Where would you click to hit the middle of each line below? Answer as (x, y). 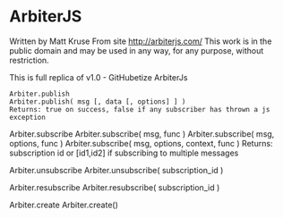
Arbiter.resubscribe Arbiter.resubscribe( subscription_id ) (115, 187)
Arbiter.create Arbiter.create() (64, 205)
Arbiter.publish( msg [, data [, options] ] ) (98, 101)
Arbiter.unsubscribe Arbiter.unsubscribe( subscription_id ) (116, 170)
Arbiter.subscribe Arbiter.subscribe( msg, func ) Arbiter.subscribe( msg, (142, 134)
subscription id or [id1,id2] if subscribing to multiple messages (124, 153)
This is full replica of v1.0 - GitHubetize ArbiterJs (99, 77)
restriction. (29, 60)
